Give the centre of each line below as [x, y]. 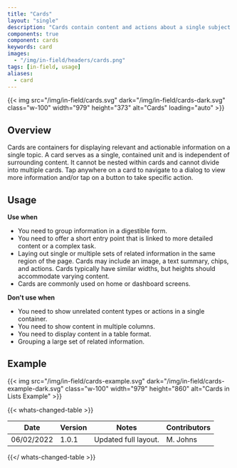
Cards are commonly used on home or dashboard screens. [104, 284]
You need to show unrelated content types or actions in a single [111, 311]
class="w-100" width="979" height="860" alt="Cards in [147, 388]
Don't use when [31, 297]
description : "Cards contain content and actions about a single [106, 27]
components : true [33, 34]
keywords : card [30, 47]
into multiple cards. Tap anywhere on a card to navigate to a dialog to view [116, 170]
